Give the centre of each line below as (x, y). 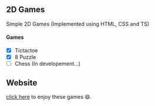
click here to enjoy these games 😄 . (49, 97)
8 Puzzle (25, 57)
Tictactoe (26, 51)
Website (22, 83)
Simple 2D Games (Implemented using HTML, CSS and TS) (78, 24)
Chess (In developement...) (47, 64)
